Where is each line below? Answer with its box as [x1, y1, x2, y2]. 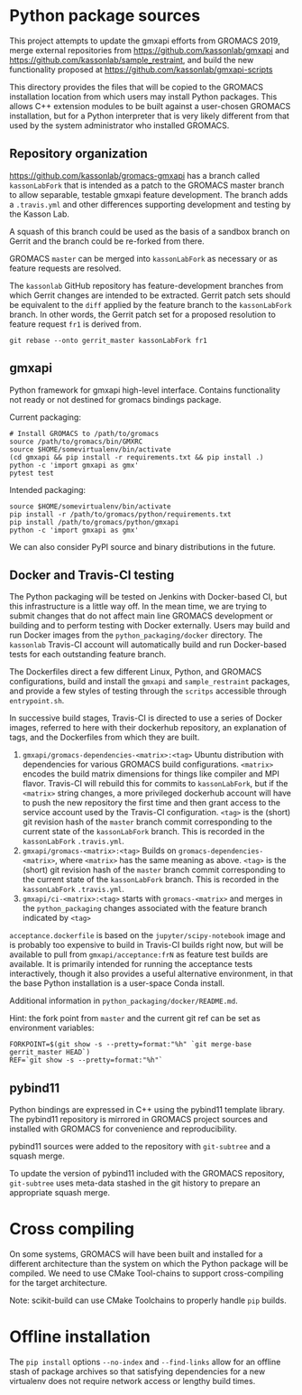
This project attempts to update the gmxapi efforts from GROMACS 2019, [9, 35, 281, 46]
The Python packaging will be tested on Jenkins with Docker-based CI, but [9, 591, 288, 602]
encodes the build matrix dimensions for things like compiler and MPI [22, 768, 279, 779]
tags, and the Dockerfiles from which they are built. [9, 732, 200, 743]
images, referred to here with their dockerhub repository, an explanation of [9, 722, 287, 733]
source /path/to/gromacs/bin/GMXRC [9, 437, 143, 446]
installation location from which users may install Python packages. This [9, 91, 278, 102]
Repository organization [9, 146, 149, 162]
